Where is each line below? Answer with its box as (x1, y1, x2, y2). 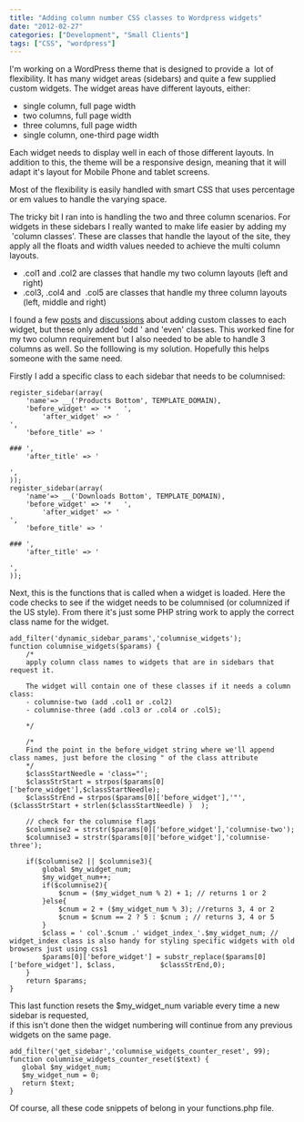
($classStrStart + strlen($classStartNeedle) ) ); (9, 802, 209, 811)
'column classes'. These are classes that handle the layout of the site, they (11, 231, 291, 242)
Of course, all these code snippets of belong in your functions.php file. (9, 1103, 275, 1114)
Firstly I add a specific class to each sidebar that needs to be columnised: (9, 370, 286, 382)
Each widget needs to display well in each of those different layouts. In (9, 147, 275, 158)
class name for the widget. (9, 616, 109, 628)
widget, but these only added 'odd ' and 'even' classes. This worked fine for (9, 324, 295, 335)
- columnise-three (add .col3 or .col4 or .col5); (25, 706, 222, 715)
